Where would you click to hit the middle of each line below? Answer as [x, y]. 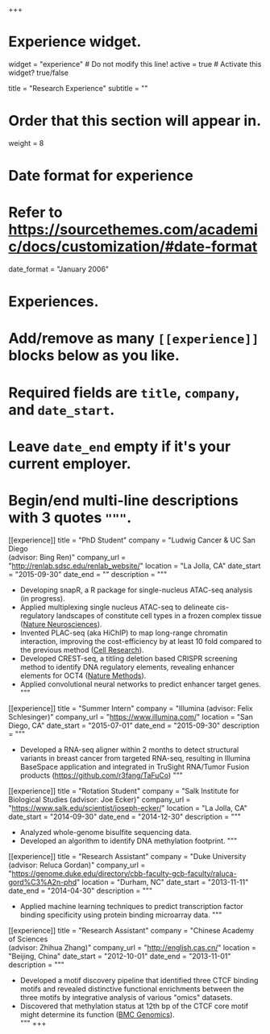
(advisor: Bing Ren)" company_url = [67, 557]
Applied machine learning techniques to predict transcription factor [131, 906]
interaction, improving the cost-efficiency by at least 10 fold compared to [141, 641]
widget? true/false [38, 73]
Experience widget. [75, 42]
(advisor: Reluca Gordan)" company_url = [77, 865]
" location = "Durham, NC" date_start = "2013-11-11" [162, 882]
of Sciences [28, 939]
